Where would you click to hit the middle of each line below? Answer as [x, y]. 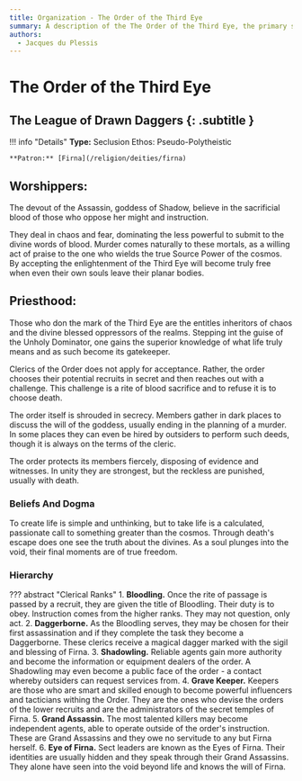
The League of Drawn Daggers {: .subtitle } [132, 120]
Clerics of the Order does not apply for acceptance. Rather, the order [137, 369]
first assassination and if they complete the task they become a [127, 633]
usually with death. [44, 480]
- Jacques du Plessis [58, 43]
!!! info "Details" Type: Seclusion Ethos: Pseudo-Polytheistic [120, 142]
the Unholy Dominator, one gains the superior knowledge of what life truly [146, 342]
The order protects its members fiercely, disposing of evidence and [134, 461]
